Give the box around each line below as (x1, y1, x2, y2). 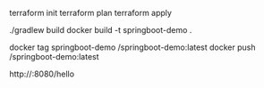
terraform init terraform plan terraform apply (9, 8, 173, 18)
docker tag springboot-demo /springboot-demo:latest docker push (9, 42, 256, 52)
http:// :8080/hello (9, 68, 74, 79)
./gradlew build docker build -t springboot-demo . (9, 25, 192, 35)
